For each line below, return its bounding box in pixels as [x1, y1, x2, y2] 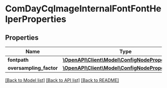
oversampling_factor [7, 65, 58, 71]
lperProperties [5, 13, 67, 25]
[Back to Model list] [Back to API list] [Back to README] [5, 78, 119, 83]
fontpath [7, 57, 29, 63]
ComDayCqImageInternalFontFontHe [5, 3, 162, 14]
